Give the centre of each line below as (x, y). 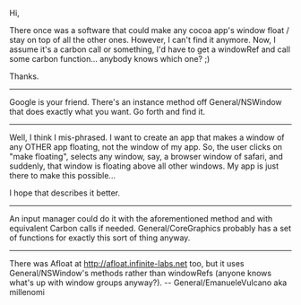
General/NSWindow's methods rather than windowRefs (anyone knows (140, 273)
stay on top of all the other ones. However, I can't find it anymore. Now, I (142, 40)
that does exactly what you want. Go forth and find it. (107, 112)
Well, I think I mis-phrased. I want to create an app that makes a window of (147, 137)
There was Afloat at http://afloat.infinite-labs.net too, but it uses (127, 263)
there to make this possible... (63, 175)
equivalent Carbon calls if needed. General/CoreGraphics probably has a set (150, 228)
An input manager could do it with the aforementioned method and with (141, 218)
